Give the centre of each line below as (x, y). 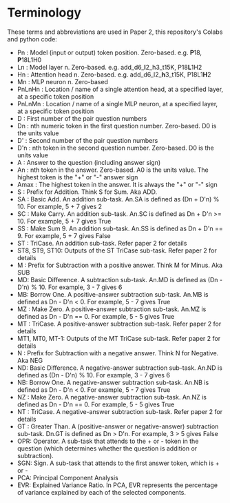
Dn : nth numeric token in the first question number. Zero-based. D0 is (117, 126)
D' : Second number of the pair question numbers (87, 140)
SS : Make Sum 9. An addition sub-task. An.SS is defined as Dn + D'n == (120, 228)
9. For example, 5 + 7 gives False (64, 235)
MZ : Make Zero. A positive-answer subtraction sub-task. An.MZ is (112, 309)
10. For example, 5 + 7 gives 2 (59, 206)
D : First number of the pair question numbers (82, 118)
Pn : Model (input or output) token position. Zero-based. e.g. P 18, (109, 52)
